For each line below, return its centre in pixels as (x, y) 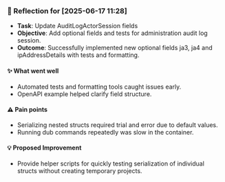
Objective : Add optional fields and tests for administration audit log (112, 33)
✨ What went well (33, 71)
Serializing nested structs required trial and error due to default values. (117, 125)
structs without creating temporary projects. (79, 170)
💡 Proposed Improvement (44, 148)
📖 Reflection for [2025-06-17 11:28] (67, 11)
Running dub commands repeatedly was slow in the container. (105, 132)
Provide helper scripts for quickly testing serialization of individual (111, 163)
